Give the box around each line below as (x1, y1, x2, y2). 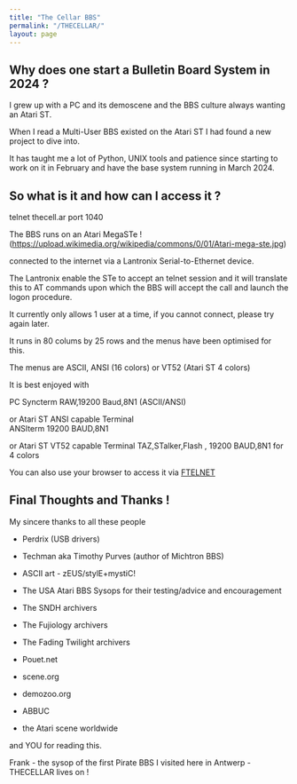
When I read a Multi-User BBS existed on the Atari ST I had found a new (9, 126, 272, 138)
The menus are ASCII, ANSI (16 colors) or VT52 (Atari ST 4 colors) (9, 362, 251, 373)
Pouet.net (21, 653, 59, 664)
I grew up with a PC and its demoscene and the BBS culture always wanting (9, 99, 285, 111)
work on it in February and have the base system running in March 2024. (9, 162, 275, 173)
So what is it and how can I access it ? (9, 188, 222, 203)
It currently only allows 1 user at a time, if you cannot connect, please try (9, 309, 275, 320)
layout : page (9, 29, 58, 38)
